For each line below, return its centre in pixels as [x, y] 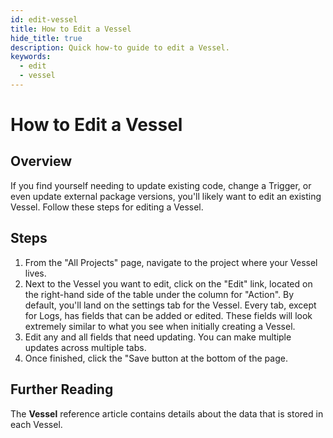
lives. [35, 273]
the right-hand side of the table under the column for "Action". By [159, 294]
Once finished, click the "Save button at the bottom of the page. [156, 358]
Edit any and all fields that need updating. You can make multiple [158, 337]
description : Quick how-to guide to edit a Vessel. [120, 47]
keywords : [31, 57]
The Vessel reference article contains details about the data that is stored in [167, 413]
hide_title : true [46, 38]
